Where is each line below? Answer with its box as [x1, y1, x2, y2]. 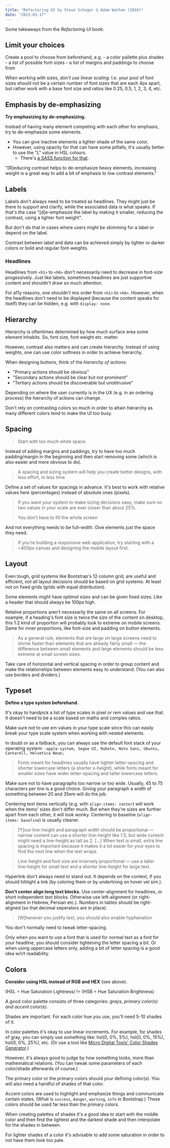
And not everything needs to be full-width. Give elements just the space [5, 524, 155, 530]
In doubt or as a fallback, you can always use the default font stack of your [5, 740, 161, 746]
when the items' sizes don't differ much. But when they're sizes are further [5, 806, 161, 812]
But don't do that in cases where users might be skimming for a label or [5, 224, 154, 230]
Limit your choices [5, 41, 65, 49]
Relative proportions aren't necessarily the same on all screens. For [5, 609, 146, 615]
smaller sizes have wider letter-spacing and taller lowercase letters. [17, 771, 158, 777]
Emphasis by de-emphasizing [5, 100, 101, 109]
